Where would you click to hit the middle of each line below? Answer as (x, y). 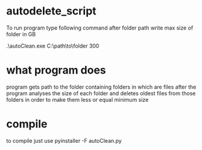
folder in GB (21, 34)
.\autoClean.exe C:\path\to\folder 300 (53, 46)
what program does (56, 70)
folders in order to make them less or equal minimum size (77, 99)
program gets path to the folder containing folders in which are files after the (101, 87)
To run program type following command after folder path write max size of (100, 28)
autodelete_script (51, 11)
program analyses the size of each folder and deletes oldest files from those (101, 93)
